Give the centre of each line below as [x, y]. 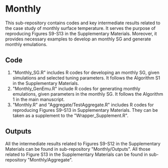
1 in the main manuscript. [38, 99]
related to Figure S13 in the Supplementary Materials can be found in [76, 154]
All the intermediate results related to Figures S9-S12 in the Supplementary [83, 143]
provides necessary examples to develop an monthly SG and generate [78, 39]
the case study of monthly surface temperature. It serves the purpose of [80, 28]
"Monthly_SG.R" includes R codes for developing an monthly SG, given [86, 72]
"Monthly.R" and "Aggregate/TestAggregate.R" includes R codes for [83, 105]
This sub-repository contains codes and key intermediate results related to [83, 23]
